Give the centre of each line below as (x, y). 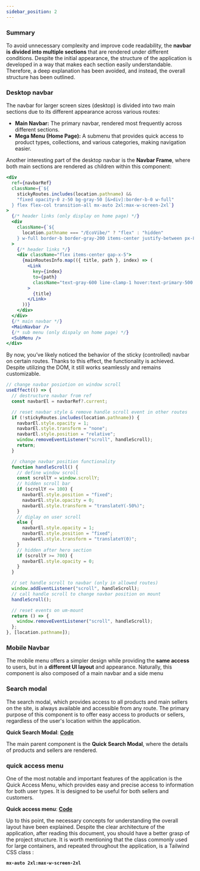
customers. (20, 797)
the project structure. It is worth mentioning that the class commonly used (97, 839)
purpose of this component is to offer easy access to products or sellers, (96, 714)
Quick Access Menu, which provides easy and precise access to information (100, 785)
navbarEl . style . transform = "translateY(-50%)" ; (83, 506)
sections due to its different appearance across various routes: (83, 112)
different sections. (37, 130)
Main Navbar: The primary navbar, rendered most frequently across (99, 123)
